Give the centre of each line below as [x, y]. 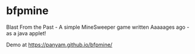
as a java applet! [26, 33]
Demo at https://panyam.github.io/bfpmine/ [59, 45]
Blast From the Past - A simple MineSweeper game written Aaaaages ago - [98, 27]
